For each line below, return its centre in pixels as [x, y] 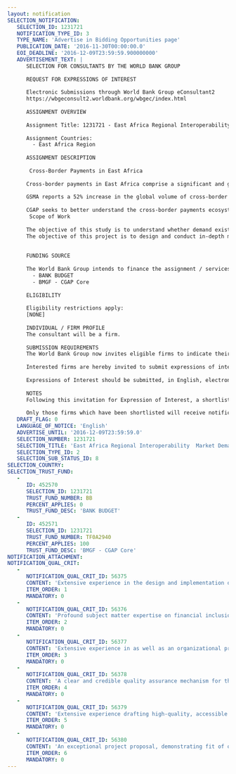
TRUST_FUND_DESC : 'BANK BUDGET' [73, 511]
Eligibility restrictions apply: [75, 308]
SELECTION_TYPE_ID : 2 [48, 452]
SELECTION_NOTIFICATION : [44, 20]
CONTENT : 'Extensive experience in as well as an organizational [123, 648]
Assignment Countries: [59, 138]
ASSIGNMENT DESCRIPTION [61, 158]
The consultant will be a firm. [73, 334]
